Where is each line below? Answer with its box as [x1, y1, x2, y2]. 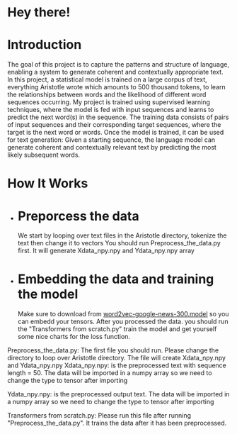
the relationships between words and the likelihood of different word [7, 90, 207, 99]
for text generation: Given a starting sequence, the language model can [7, 135, 216, 144]
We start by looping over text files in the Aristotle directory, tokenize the [17, 231, 227, 240]
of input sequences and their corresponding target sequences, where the [7, 121, 221, 129]
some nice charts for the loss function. [17, 333, 131, 341]
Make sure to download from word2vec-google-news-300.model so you [17, 310, 229, 318]
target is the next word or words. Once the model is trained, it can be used [7, 128, 224, 137]
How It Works [7, 175, 88, 191]
